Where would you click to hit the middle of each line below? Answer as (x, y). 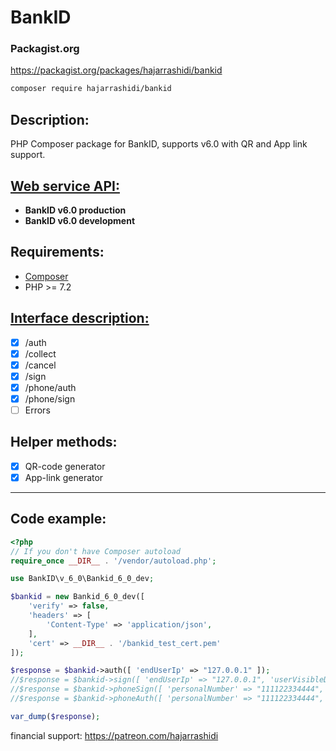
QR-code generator (65, 466)
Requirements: (57, 252)
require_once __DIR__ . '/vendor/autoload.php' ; (113, 561)
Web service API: (65, 186)
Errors (37, 410)
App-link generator (64, 477)
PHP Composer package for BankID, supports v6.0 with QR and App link (159, 144)
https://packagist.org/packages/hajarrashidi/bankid (116, 70)
